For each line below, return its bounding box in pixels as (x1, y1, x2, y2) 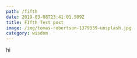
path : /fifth (6, 8, 38, 15)
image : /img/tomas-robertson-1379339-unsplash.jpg (6, 25, 132, 31)
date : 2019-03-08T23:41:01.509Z (6, 14, 85, 20)
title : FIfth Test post (6, 19, 64, 25)
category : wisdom (6, 30, 48, 36)
